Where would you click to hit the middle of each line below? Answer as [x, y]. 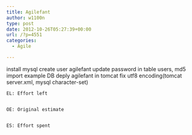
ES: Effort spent [28, 125]
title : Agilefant [28, 12]
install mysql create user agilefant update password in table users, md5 [96, 69]
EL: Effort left [27, 93]
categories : [21, 40]
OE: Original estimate [35, 109]
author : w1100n [26, 18]
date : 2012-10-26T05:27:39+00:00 [49, 29]
